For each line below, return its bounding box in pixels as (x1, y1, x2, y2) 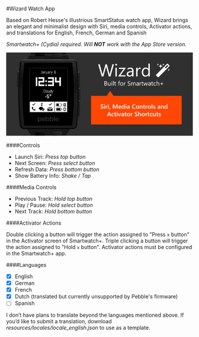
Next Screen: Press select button (14, 160, 95, 166)
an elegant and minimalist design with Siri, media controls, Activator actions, (6, 23, 192, 30)
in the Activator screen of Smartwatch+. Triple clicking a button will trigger (6, 237, 188, 244)
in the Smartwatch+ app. (6, 250, 67, 257)
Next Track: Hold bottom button (14, 208, 92, 215)
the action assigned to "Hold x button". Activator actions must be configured (6, 244, 192, 250)
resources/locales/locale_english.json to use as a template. (6, 324, 150, 332)
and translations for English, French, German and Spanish (6, 29, 147, 36)
